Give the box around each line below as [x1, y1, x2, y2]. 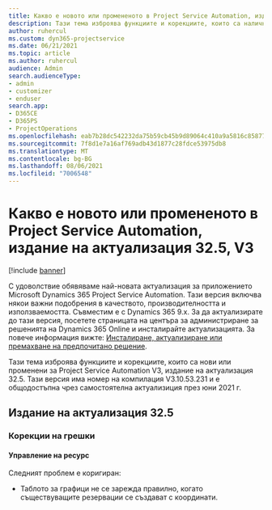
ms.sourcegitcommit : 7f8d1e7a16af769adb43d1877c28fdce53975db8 [8, 139, 227, 148]
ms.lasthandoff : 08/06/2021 [8, 162, 104, 171]
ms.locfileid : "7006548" [8, 170, 92, 178]
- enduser [8, 95, 42, 103]
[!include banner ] [8, 265, 66, 275]
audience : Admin [8, 65, 63, 73]
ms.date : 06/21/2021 [8, 42, 79, 50]
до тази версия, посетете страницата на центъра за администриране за [8, 315, 259, 325]
